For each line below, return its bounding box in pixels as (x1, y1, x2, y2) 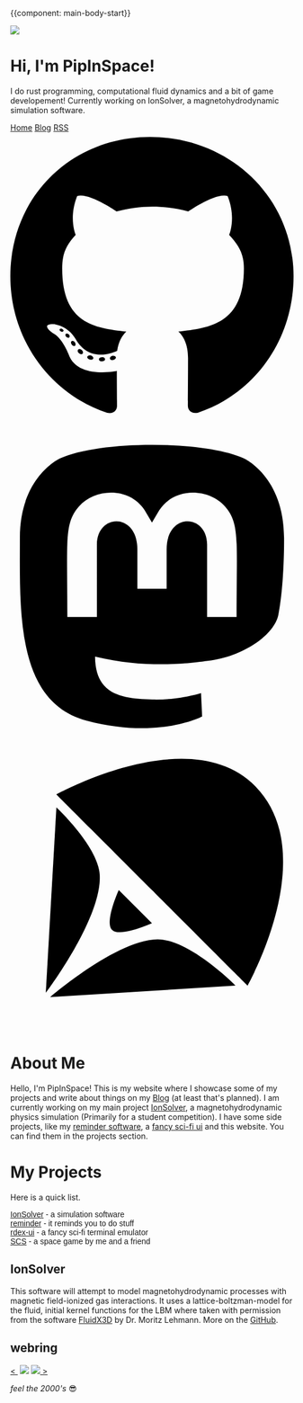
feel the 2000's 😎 (10, 1382, 77, 1393)
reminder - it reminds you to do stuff (10, 1219, 134, 1229)
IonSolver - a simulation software (10, 1210, 125, 1220)
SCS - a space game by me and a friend (10, 1237, 151, 1247)
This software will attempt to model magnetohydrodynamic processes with (10, 1285, 287, 1296)
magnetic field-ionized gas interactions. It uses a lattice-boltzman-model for (10, 1295, 293, 1306)
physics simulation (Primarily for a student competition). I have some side (10, 1112, 282, 1122)
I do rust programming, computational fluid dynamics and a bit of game (10, 85, 274, 96)
